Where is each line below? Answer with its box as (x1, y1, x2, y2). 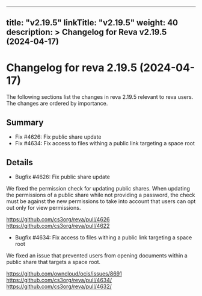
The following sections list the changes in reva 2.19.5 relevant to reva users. (6, 93, 194, 101)
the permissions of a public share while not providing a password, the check (6, 191, 195, 198)
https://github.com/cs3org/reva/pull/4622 (6, 222, 110, 229)
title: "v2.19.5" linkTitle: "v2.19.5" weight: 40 (6, 17, 179, 28)
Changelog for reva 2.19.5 (6, 61, 137, 74)
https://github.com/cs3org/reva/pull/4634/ (6, 276, 112, 283)
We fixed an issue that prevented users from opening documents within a (6, 251, 188, 259)
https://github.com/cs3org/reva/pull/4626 (6, 215, 110, 223)
